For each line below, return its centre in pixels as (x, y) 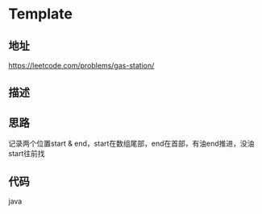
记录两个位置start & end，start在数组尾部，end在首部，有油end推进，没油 (131, 144)
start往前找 (27, 154)
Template (40, 14)
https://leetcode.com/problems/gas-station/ (81, 66)
